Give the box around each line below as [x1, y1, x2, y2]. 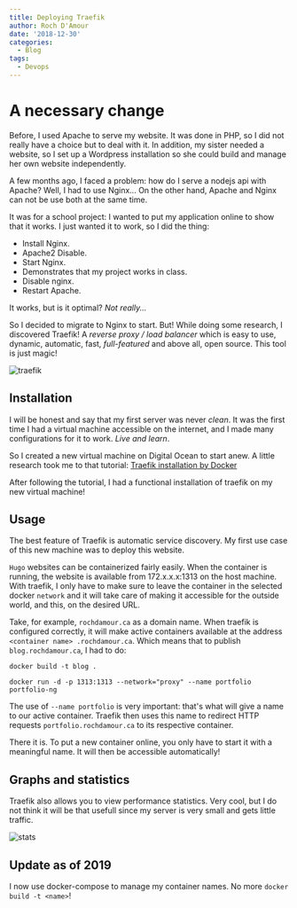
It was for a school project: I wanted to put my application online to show [9, 211, 275, 222]
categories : [9, 37, 53, 47]
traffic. [9, 815, 34, 826]
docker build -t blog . [9, 662, 98, 671]
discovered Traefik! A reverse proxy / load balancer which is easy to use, [9, 329, 277, 340]
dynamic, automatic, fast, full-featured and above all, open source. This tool [9, 338, 286, 348]
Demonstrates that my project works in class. [21, 266, 188, 277]
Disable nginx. [21, 276, 74, 286]
